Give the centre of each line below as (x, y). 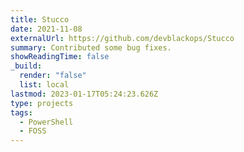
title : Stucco (40, 19)
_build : (26, 66)
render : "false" (53, 76)
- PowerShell (46, 122)
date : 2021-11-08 (46, 29)
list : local (44, 85)
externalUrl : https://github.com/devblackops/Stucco (122, 38)
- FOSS (33, 131)
